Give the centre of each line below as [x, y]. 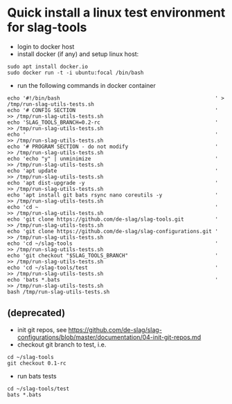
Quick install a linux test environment [116, 13]
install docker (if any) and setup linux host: [78, 54]
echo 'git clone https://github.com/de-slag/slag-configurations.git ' [113, 231]
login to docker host [46, 46]
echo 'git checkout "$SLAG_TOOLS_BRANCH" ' [113, 255]
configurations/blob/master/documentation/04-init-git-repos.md [109, 337]
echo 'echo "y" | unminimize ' [113, 158]
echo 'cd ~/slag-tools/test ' [113, 268]
